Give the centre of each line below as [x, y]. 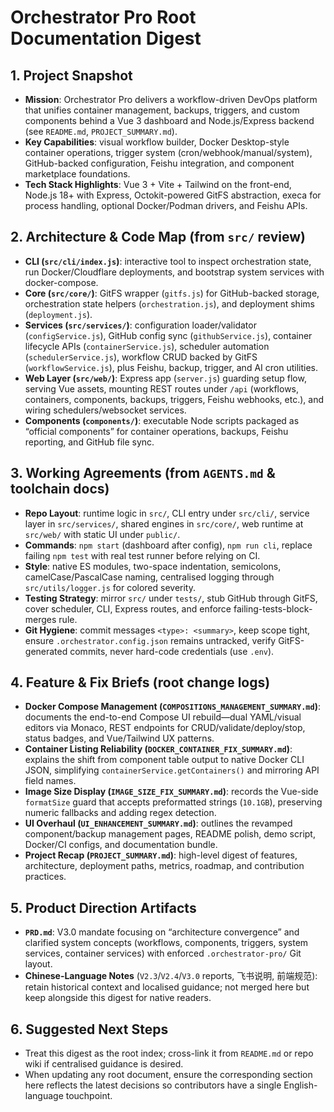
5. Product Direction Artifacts [103, 907]
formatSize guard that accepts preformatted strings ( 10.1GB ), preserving [173, 802]
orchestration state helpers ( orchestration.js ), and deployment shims [169, 303]
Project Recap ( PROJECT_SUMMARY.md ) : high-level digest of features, [161, 855]
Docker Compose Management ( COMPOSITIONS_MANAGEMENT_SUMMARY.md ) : [173, 707]
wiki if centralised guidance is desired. [104, 1064]
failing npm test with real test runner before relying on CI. [142, 555]
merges [40, 619]
